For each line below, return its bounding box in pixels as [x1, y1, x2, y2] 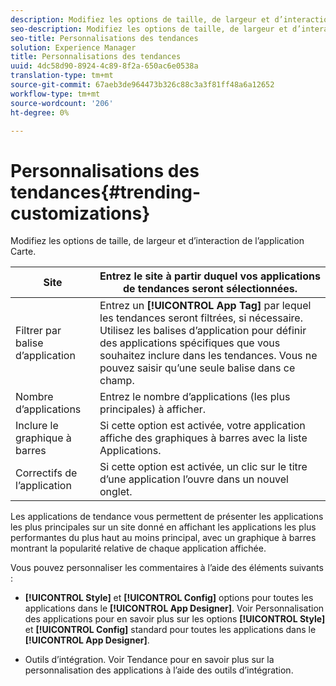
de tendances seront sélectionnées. [122, 282, 298, 296]
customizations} [10, 202, 151, 225]
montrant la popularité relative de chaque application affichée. [10, 542, 267, 555]
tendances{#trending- [10, 181, 202, 203]
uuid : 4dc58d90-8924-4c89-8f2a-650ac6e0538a [10, 61, 199, 71]
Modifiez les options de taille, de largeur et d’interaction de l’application [10, 235, 305, 247]
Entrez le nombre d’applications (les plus [99, 390, 291, 404]
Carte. [10, 246, 37, 258]
